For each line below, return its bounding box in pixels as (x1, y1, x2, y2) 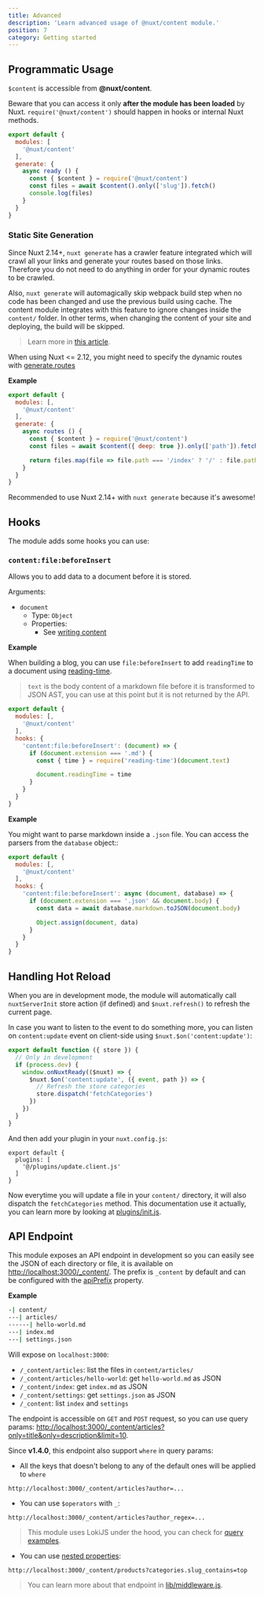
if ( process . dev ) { (15, 1061, 79, 1069)
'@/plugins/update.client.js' (22, 1162, 122, 1170)
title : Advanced (8, 11, 61, 20)
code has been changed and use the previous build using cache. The (8, 296, 233, 306)
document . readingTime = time (36, 771, 132, 779)
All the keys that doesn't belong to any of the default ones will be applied (19, 1461, 256, 1470)
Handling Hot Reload (8, 969, 112, 983)
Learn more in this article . (27, 336, 111, 346)
